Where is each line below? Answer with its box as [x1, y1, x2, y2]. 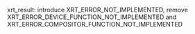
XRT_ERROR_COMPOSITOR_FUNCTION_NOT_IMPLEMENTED [7, 20, 183, 28]
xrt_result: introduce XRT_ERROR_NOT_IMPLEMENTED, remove [7, 6, 189, 14]
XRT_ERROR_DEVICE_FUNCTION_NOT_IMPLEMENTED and [7, 13, 177, 21]
